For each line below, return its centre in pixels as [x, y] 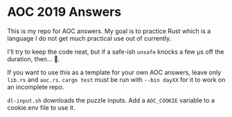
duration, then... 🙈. [34, 58]
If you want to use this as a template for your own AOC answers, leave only [114, 72]
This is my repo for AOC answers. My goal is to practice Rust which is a [109, 31]
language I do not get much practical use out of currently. [89, 38]
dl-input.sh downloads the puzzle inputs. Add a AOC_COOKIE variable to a [111, 100]
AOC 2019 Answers [64, 12]
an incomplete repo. [36, 87]
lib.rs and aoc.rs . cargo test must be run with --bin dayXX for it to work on [116, 79]
